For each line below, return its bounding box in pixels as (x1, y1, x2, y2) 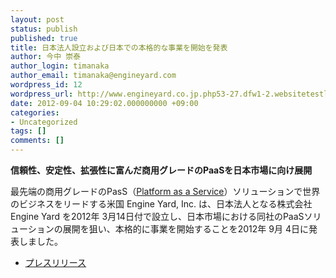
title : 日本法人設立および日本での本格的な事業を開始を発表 (10, 42, 228, 53)
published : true (10, 33, 78, 43)
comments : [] (10, 136, 65, 146)
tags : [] (10, 126, 47, 136)
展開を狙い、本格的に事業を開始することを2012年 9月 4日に (62, 223, 309, 235)
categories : (10, 107, 60, 118)
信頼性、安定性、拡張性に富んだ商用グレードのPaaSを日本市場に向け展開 (10, 164, 313, 176)
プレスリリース (24, 257, 87, 268)
